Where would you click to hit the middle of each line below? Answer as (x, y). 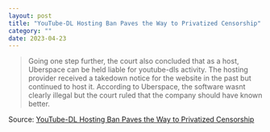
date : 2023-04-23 (37, 38)
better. (39, 104)
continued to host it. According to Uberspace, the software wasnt (137, 87)
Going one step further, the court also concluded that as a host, (133, 61)
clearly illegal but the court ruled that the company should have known (145, 95)
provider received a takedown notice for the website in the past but (139, 78)
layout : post (30, 16)
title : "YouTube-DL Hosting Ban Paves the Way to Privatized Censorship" (135, 23)
